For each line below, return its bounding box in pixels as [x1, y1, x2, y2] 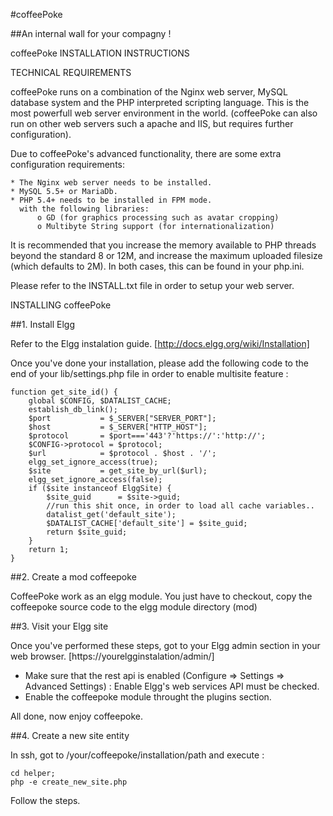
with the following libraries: [19, 204, 150, 214]
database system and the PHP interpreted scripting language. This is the [10, 97, 310, 108]
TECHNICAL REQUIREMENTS [10, 67, 132, 78]
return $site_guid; [46, 527, 128, 537]
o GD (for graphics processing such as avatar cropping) [36, 213, 280, 223]
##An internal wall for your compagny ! [10, 28, 172, 39]
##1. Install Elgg [10, 319, 76, 330]
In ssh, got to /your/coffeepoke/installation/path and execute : [10, 749, 265, 761]
